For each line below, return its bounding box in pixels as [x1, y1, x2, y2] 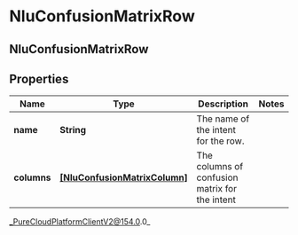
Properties [9, 71, 69, 86]
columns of [196, 161, 244, 173]
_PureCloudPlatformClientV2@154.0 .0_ [9, 216, 151, 227]
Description [198, 98, 249, 110]
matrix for [196, 183, 238, 195]
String [59, 124, 87, 137]
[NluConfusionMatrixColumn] [59, 171, 188, 184]
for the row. [196, 135, 245, 147]
